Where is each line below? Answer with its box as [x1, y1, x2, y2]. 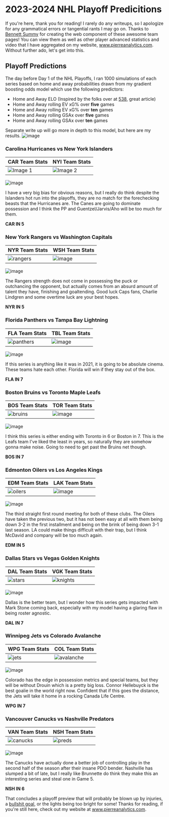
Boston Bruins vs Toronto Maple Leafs [5, 389, 101, 396]
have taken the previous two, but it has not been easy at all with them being [5, 516, 163, 522]
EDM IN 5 [5, 542, 25, 548]
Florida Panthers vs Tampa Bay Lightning [5, 316, 108, 323]
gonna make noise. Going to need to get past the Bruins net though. [5, 444, 147, 450]
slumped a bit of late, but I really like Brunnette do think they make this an [5, 770, 158, 777]
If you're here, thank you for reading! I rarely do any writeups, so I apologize [5, 20, 163, 26]
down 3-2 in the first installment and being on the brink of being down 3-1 [5, 521, 159, 527]
